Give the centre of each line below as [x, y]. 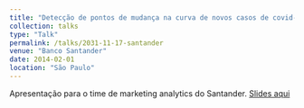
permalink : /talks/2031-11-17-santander [87, 43]
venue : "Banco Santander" [58, 51]
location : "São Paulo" [52, 68]
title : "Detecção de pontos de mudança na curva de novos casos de [139, 18]
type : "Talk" [34, 34]
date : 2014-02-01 [42, 59]
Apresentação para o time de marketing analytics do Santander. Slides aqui [150, 93]
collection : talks [44, 26]
